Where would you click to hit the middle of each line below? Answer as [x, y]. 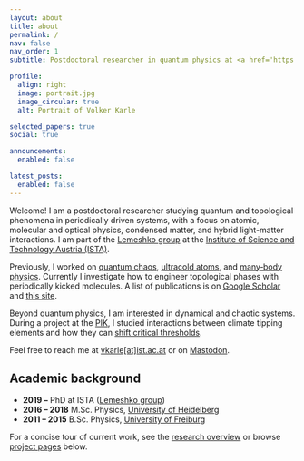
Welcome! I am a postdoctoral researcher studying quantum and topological [152, 211]
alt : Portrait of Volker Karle [77, 110]
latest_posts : [36, 176]
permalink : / [34, 34]
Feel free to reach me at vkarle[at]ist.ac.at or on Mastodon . [119, 349]
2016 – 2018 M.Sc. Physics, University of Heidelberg [121, 410]
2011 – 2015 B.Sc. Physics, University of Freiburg [114, 419]
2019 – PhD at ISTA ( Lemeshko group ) [94, 400]
